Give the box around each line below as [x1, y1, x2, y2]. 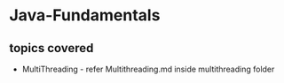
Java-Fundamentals [9, 5, 161, 26]
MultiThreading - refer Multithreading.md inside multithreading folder [21, 64, 275, 74]
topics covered [9, 41, 94, 56]
